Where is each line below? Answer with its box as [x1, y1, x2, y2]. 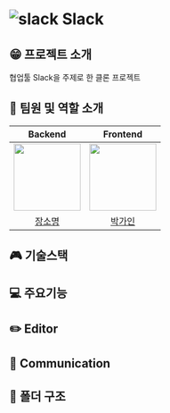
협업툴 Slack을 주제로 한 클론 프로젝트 [9, 72, 141, 82]
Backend [28, 128, 67, 140]
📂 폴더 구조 [9, 389, 67, 404]
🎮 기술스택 [9, 249, 69, 264]
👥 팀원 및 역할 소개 [9, 101, 104, 116]
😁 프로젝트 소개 [9, 46, 92, 62]
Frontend [102, 128, 143, 140]
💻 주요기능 [9, 285, 68, 300]
